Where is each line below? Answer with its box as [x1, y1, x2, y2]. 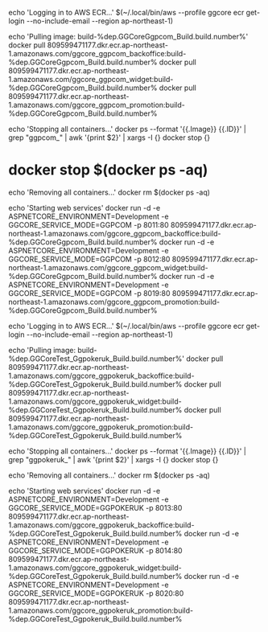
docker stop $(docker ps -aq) [8, 161, 208, 179]
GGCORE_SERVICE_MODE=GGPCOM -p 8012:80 [8, 254, 171, 264]
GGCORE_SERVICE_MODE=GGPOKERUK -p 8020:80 [8, 588, 184, 598]
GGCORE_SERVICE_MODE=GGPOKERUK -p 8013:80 [8, 503, 183, 512]
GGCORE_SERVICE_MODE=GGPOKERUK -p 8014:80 [8, 545, 183, 555]
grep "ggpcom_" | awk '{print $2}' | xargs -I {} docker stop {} [8, 133, 211, 142]
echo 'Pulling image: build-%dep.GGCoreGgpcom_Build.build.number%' [8, 32, 249, 41]
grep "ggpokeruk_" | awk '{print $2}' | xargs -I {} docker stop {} [8, 454, 219, 464]
